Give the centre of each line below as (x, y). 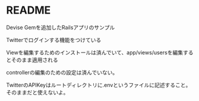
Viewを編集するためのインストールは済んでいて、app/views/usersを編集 (94, 52)
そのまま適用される (34, 60)
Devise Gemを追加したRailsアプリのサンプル (61, 27)
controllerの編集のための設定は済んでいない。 (62, 72)
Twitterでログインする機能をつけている (54, 40)
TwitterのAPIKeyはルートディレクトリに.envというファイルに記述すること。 (99, 85)
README (29, 10)
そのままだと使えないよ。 (37, 92)
